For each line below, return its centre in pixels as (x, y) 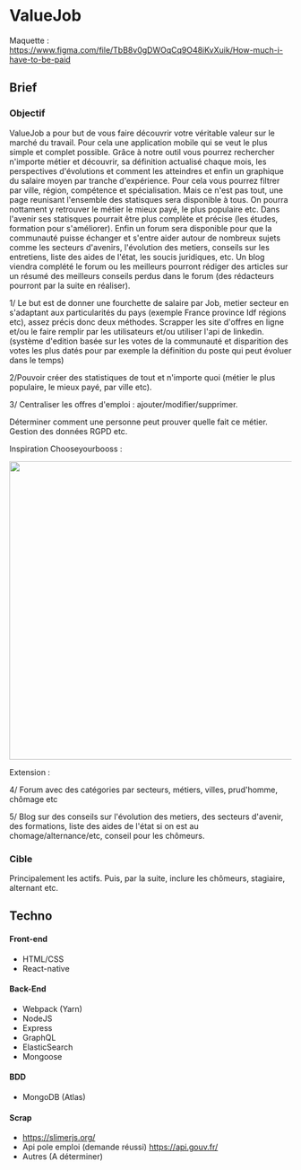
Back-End (28, 989)
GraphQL (39, 1037)
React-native (46, 968)
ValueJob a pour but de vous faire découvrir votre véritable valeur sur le (142, 133)
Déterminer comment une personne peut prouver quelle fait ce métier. (139, 422)
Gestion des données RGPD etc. (69, 431)
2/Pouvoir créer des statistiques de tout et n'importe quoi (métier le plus (142, 377)
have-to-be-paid (40, 59)
